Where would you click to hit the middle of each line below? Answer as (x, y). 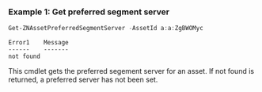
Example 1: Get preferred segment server (89, 12)
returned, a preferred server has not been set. (83, 80)
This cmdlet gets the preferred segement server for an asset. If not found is (131, 71)
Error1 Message (38, 43)
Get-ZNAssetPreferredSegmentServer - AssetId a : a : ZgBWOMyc (106, 29)
